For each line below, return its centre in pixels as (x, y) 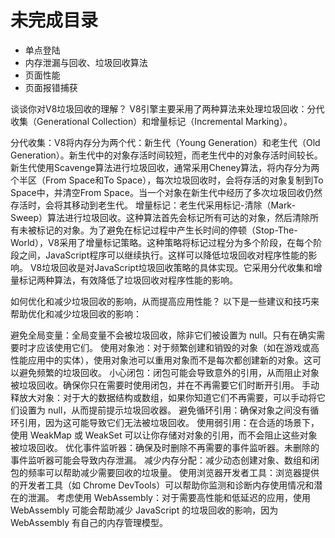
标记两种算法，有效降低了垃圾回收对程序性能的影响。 (128, 280)
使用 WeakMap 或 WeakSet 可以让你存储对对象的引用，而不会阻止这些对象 (164, 435)
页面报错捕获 (51, 87)
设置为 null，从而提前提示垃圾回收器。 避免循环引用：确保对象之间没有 (164, 410)
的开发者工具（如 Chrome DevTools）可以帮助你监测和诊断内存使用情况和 (162, 485)
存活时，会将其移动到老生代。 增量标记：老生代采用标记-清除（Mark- (153, 205)
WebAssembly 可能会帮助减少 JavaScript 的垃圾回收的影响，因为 (144, 510)
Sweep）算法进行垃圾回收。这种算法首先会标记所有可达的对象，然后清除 (160, 217)
